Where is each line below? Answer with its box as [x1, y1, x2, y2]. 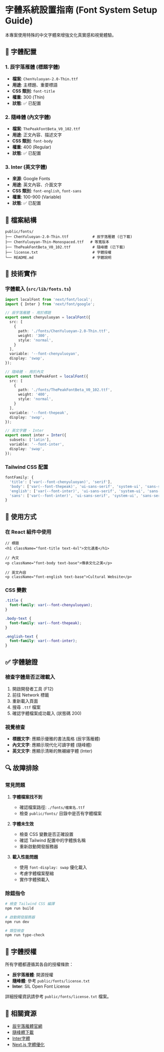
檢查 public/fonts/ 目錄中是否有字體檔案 [19, 810, 102, 816]
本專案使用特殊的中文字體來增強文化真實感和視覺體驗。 [5, 32, 116, 38]
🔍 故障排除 [5, 764, 39, 772]
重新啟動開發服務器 [19, 843, 59, 849]
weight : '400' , [18, 392, 49, 397]
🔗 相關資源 [5, 1009, 37, 1018]
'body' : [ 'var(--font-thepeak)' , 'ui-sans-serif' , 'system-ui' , [9, 484, 143, 489]
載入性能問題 [12, 854, 38, 860]
